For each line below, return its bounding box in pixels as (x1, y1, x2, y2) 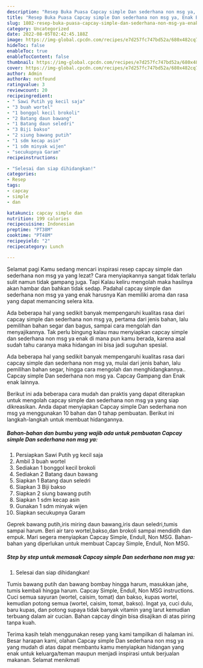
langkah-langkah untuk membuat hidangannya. (7, 415, 124, 423)
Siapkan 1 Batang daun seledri (15, 477, 91, 484)
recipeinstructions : (7, 154, 59, 160)
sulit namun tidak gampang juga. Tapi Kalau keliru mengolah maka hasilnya (7, 278, 193, 285)
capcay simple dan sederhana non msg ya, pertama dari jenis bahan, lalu (7, 315, 189, 323)
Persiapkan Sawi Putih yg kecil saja (15, 451, 103, 458)
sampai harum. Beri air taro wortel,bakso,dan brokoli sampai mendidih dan (7, 527, 192, 534)
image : (7, 37, 23, 43)
